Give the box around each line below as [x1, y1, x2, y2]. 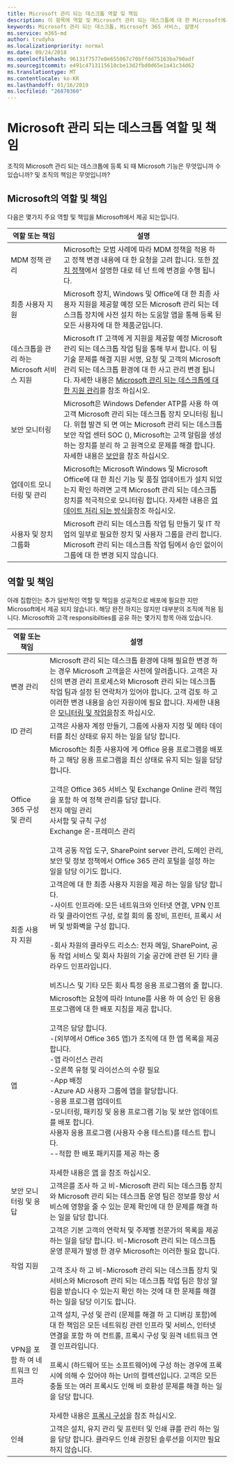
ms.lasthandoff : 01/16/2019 [7, 82, 89, 88]
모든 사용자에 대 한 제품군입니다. [63, 320, 163, 330]
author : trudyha [7, 36, 54, 43]
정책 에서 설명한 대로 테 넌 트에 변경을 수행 [72, 265, 201, 275]
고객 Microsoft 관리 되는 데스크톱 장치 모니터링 [63, 409, 209, 419]
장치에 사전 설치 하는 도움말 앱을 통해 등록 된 [84, 309, 221, 319]
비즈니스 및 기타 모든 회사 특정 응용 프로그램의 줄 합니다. [49, 980, 223, 990]
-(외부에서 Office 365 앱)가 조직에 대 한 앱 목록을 [49, 1033, 205, 1043]
